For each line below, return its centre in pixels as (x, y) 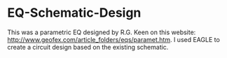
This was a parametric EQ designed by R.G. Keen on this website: (102, 32)
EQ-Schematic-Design (74, 13)
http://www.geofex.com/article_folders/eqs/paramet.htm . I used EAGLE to (114, 39)
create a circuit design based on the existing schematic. (88, 47)
